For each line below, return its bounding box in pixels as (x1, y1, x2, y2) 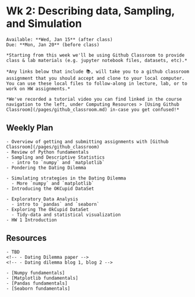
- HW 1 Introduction (6, 216, 58, 223)
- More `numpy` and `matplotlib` (11, 180, 95, 186)
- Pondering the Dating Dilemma (6, 165, 86, 171)
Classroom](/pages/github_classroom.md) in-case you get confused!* (6, 106, 180, 113)
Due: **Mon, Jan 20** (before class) (6, 42, 100, 48)
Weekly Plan (6, 123, 54, 133)
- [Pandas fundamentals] (6, 280, 68, 286)
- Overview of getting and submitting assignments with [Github (6, 138, 169, 144)
